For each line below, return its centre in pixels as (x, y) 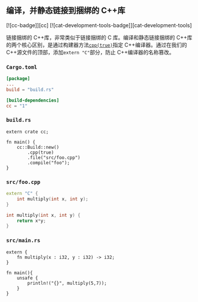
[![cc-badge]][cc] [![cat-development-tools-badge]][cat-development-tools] (99, 25)
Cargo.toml (22, 67)
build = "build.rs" (30, 90)
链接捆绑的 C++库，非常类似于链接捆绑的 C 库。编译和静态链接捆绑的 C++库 (99, 37)
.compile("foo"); (48, 163)
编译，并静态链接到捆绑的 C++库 (66, 11)
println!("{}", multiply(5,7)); (67, 283)
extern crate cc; (27, 132)
